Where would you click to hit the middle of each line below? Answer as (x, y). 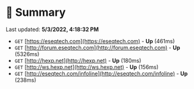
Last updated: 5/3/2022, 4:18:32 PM (52, 29)
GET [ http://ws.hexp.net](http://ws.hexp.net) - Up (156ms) (87, 67)
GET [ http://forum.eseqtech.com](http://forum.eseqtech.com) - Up (97, 48)
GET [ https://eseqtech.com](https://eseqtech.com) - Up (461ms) (95, 41)
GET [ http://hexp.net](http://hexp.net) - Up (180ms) (78, 60)
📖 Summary (36, 12)
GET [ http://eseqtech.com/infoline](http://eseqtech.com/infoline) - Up (101, 73)
